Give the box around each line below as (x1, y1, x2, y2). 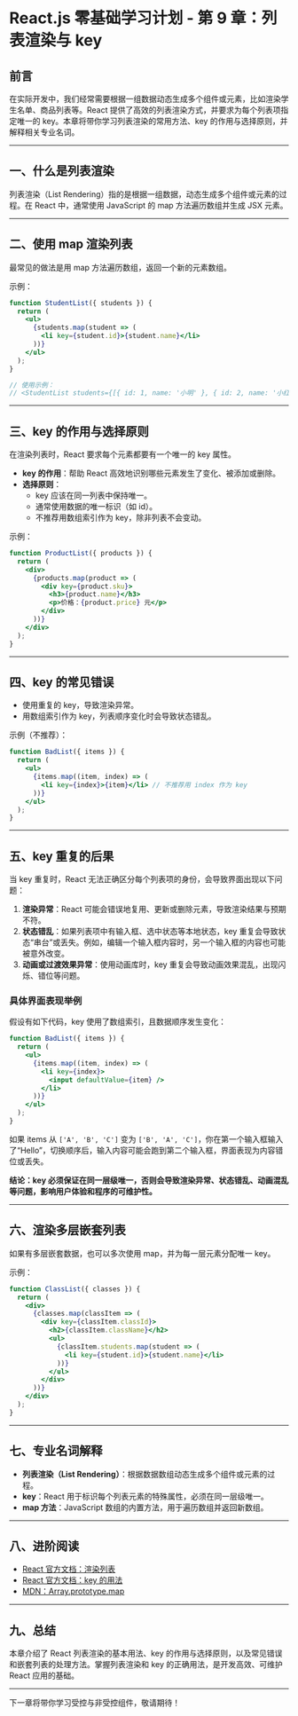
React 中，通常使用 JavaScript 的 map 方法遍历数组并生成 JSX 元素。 (34, 200, 288, 210)
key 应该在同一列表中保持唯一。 (35, 490, 153, 501)
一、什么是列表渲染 (9, 163, 114, 178)
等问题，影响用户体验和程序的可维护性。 (9, 1185, 157, 1196)
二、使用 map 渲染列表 (9, 237, 133, 252)
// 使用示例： (9, 381, 55, 390)
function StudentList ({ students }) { (9, 298, 153, 307)
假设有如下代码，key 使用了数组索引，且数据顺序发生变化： (9, 1017, 227, 1027)
